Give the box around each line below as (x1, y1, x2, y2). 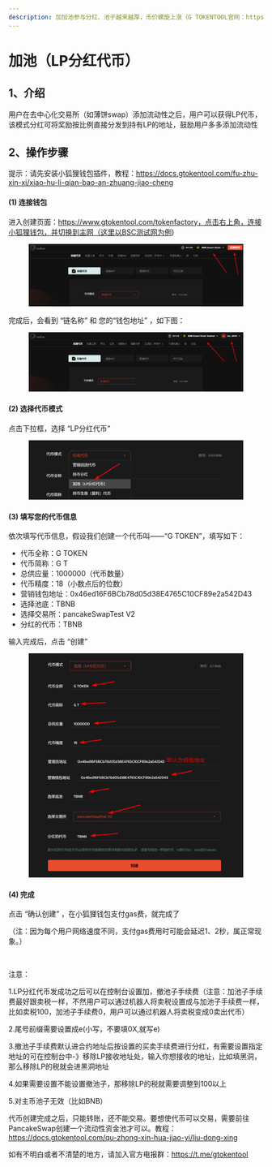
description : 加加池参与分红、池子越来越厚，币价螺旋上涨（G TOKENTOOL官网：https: (8, 13, 269, 21)
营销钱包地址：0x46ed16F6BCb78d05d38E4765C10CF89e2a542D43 (19, 589, 253, 599)
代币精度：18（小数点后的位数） (19, 579, 128, 588)
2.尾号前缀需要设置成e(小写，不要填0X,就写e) (8, 1024, 160, 1034)
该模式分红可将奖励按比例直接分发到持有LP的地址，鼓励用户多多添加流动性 (8, 119, 258, 129)
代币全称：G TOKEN (19, 549, 87, 558)
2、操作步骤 (8, 146, 69, 160)
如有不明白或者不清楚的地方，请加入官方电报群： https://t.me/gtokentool (8, 1149, 249, 1160)
